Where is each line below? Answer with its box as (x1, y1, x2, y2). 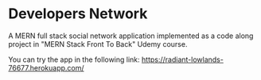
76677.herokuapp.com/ (8, 63, 85, 72)
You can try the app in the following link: (8, 55, 141, 64)
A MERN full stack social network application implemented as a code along (8, 31, 254, 40)
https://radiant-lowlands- (142, 55, 224, 64)
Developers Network (8, 5, 148, 23)
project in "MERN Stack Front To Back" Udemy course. (8, 39, 188, 48)
